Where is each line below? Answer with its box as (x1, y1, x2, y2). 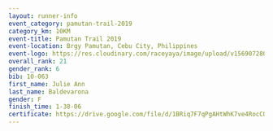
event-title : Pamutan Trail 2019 (8, 34, 122, 43)
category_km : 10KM (8, 27, 71, 35)
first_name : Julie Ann (8, 80, 85, 88)
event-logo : (8, 50, 49, 58)
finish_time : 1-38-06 (8, 103, 82, 111)
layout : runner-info (8, 11, 79, 20)
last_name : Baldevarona (8, 87, 89, 96)
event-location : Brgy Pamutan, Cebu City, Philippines (8, 42, 198, 50)
